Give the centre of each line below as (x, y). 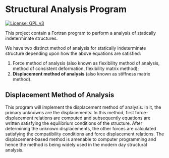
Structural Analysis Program (66, 9)
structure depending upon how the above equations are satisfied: (73, 53)
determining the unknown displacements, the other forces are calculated (81, 128)
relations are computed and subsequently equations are (93, 118)
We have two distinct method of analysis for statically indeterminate (76, 48)
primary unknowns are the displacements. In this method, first (70, 112)
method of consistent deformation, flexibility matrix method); (76, 68)
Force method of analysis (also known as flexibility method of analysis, (86, 63)
